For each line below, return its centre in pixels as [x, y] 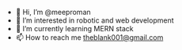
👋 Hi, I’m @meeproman [53, 12]
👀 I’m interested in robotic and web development [95, 20]
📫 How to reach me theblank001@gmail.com [89, 37]
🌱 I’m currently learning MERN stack [74, 29]
